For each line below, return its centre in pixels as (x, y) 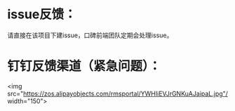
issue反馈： (42, 14)
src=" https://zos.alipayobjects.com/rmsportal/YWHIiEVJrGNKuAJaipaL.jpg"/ (117, 93)
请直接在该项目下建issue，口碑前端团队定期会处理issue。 (90, 35)
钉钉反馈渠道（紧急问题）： (84, 66)
